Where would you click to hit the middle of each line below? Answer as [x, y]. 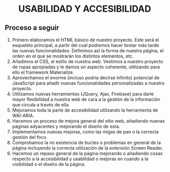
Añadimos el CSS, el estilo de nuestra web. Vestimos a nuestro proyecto [88, 61]
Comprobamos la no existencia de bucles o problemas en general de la [86, 142]
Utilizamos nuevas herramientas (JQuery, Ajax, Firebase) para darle [83, 94]
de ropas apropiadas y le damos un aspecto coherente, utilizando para [86, 67]
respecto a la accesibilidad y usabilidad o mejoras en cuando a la [80, 159]
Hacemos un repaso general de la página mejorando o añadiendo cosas [87, 153]
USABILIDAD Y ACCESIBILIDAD [85, 9]
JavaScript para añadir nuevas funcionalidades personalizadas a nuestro [88, 83]
